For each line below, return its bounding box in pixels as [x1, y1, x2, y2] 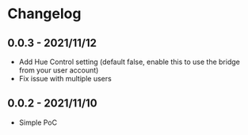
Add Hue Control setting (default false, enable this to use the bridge [18, 57, 241, 66]
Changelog [7, 5, 82, 23]
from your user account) [18, 66, 99, 75]
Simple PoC [18, 118, 57, 127]
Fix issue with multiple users [18, 74, 112, 83]
